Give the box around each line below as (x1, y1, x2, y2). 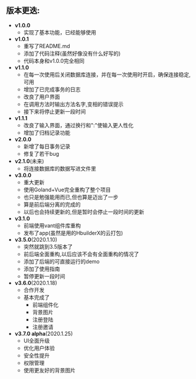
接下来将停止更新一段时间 (23, 108, 86, 115)
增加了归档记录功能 (23, 129, 71, 136)
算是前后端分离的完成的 (23, 201, 81, 208)
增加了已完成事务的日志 (23, 85, 81, 93)
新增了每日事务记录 (23, 143, 71, 150)
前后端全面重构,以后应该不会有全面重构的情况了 (23, 250, 139, 258)
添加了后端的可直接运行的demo (23, 258, 100, 265)
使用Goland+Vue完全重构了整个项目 (23, 186, 111, 193)
